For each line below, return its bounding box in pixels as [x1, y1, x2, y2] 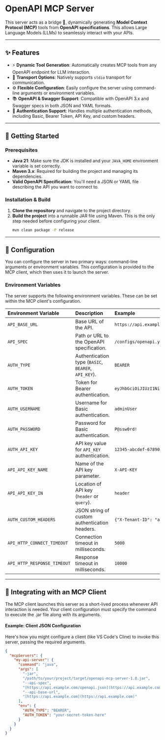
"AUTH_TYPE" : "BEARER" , [23, 708, 71, 713]
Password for [75, 419, 107, 426]
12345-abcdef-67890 [114, 447, 160, 452]
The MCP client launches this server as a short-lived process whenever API [5, 601, 158, 607]
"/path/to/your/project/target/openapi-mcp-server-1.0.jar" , [23, 676, 151, 681]
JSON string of [75, 507, 110, 514]
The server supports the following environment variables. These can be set [5, 292, 157, 298]
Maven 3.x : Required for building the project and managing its [12, 168, 138, 174]
